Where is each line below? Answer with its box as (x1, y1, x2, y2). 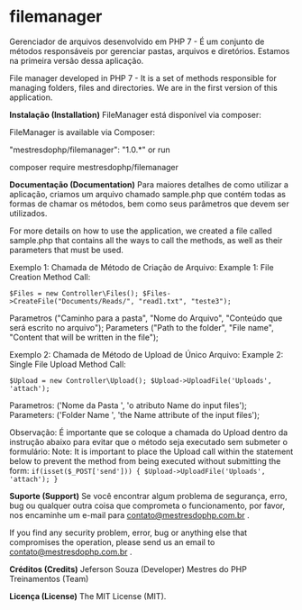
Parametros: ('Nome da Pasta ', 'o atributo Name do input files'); (9, 399, 248, 411)
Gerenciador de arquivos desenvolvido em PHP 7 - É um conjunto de (9, 36, 265, 47)
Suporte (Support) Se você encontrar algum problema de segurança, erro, (9, 490, 288, 501)
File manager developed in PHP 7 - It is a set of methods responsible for (9, 72, 277, 83)
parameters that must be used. (9, 244, 124, 255)
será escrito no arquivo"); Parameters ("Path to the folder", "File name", (9, 322, 274, 332)
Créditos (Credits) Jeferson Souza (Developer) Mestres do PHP (9, 563, 248, 574)
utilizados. (9, 207, 48, 218)
